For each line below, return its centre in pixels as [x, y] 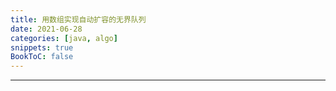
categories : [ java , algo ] [64, 38]
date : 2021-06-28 [46, 29]
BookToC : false [42, 57]
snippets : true [42, 47]
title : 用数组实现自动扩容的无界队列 [78, 19]
